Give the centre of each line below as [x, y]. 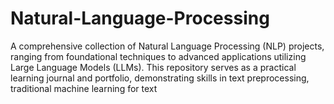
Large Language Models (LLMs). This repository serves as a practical [153, 67]
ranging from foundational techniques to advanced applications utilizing [158, 56]
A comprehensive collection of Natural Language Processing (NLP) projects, [167, 46]
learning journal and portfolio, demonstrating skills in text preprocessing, [160, 78]
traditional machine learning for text [84, 88]
